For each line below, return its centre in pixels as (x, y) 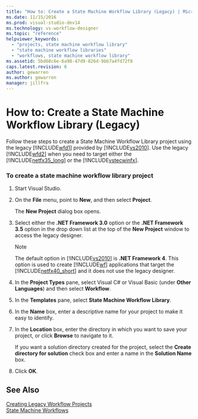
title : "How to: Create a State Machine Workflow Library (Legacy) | (93, 12)
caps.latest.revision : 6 (37, 67)
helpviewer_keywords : (33, 39)
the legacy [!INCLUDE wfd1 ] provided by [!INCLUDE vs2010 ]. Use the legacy (97, 147)
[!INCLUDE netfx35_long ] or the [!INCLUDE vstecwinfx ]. (72, 160)
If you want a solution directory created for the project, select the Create (103, 347)
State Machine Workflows (37, 410)
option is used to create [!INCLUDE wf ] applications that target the (94, 265)
